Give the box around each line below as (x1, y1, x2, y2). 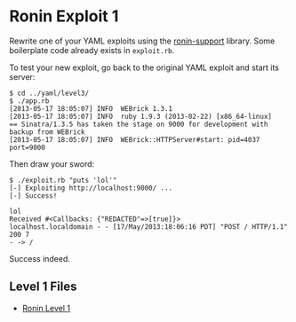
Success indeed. (9, 253, 71, 263)
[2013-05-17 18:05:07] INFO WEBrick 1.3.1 (9, 104, 173, 113)
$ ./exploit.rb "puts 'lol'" (9, 176, 117, 185)
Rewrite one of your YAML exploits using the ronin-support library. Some (9, 35, 276, 46)
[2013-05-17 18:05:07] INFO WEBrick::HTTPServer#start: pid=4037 (9, 135, 260, 144)
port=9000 (9, 143, 46, 152)
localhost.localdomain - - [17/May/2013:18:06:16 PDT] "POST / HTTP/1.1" (9, 222, 289, 232)
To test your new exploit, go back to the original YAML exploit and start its (9, 62, 280, 73)
